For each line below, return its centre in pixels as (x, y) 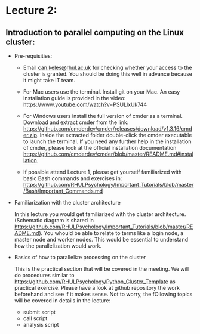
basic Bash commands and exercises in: (73, 178)
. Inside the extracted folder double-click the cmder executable (114, 135)
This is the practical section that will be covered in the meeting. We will (101, 269)
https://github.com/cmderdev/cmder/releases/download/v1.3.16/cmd (107, 129)
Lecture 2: (31, 10)
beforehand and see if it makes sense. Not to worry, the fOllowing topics (103, 294)
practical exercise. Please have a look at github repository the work (97, 288)
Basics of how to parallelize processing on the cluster (80, 257)
